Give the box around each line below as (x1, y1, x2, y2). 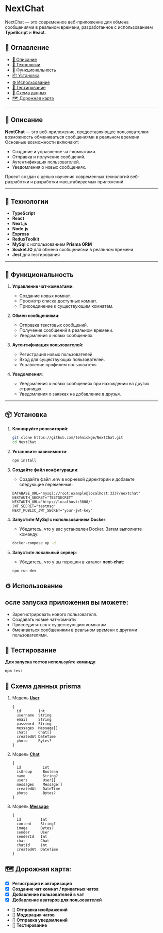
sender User (16, 830, 49, 835)
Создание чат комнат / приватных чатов (12, 886, 99, 892)
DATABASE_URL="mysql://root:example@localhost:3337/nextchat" (12, 491, 141, 496)
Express (12, 231, 29, 237)
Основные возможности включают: (5, 139, 80, 145)
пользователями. (12, 632, 48, 638)
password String (16, 721, 52, 727)
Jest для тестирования (12, 252, 60, 258)
